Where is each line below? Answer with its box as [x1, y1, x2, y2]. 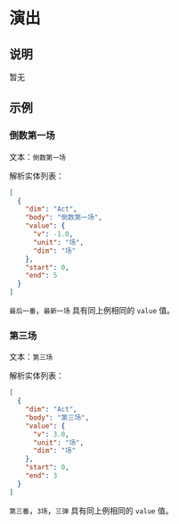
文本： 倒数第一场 [9, 151, 67, 162]
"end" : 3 [25, 471, 58, 480]
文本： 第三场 [9, 352, 53, 362]
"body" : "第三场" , [25, 412, 90, 422]
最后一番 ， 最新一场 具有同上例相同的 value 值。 [9, 305, 175, 316]
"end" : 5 [25, 271, 58, 280]
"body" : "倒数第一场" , [25, 213, 102, 222]
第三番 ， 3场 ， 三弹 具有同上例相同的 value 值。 [9, 505, 174, 516]
